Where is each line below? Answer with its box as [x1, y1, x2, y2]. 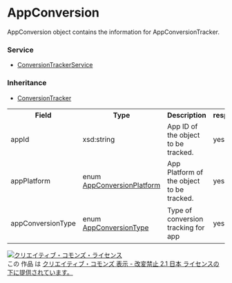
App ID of [166, 121, 198, 131]
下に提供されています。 [7, 268, 74, 276]
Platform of [166, 167, 204, 177]
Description [166, 110, 207, 120]
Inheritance [7, 78, 47, 88]
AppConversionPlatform [82, 180, 161, 190]
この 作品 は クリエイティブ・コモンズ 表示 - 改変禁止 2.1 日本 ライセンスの [7, 259, 220, 268]
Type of [166, 206, 192, 215]
